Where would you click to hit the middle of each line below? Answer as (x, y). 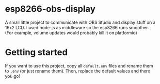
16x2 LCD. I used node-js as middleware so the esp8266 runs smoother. (77, 27)
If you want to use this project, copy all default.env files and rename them (79, 66)
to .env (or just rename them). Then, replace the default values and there (78, 71)
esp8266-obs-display (50, 9)
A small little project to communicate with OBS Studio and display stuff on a (80, 22)
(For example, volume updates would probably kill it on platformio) (71, 33)
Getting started (36, 52)
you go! (13, 76)
